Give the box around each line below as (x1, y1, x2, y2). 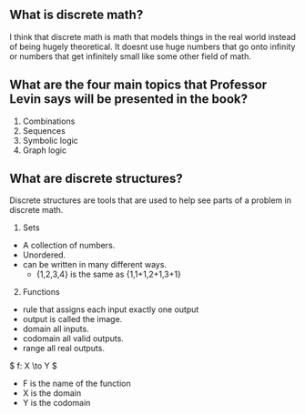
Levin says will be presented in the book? (9, 91, 249, 107)
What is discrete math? (9, 7, 144, 23)
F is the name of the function (22, 378, 132, 390)
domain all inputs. (22, 323, 89, 335)
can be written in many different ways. (22, 259, 167, 270)
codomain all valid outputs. (22, 333, 125, 344)
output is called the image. (22, 314, 123, 325)
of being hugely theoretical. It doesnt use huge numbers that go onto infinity (9, 41, 296, 52)
